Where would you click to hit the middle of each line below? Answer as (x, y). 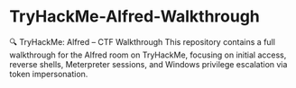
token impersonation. (49, 74)
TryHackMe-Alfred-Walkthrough (134, 17)
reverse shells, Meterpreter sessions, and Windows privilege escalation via (148, 64)
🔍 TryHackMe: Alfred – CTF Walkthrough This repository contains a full (142, 41)
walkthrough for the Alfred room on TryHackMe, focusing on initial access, (148, 55)
